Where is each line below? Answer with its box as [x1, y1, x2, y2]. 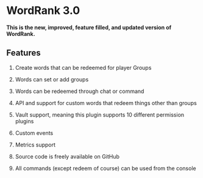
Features [6, 48, 41, 58]
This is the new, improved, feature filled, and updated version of [6, 24, 172, 31]
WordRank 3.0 [6, 4, 80, 18]
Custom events [15, 129, 54, 137]
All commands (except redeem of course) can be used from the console [15, 165, 196, 172]
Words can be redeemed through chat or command [15, 87, 144, 95]
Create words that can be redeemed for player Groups [15, 64, 152, 71]
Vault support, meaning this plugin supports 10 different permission [15, 111, 185, 118]
